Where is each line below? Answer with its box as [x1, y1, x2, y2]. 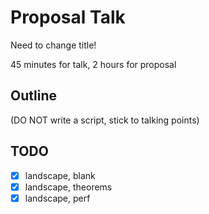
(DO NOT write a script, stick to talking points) [10, 114, 200, 126]
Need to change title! [10, 39, 97, 51]
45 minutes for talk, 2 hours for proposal [10, 58, 177, 70]
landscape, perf [24, 192, 91, 204]
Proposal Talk [10, 6, 126, 29]
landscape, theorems [24, 181, 113, 193]
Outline [10, 87, 57, 105]
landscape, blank [24, 169, 96, 181]
